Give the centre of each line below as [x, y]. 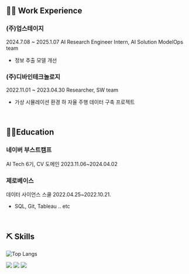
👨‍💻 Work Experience [44, 11]
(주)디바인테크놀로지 [33, 77]
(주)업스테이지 [25, 29]
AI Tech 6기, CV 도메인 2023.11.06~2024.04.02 [62, 164]
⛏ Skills [20, 237]
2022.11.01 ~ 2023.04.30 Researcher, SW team [62, 90]
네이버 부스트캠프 [29, 150]
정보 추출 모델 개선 [36, 60]
